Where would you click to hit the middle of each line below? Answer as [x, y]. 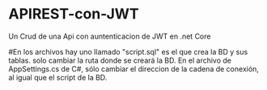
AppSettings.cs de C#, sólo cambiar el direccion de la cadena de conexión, [133, 68]
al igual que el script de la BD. [58, 77]
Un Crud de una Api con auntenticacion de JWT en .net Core [110, 36]
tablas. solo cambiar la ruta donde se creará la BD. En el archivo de [120, 60]
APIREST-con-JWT [74, 14]
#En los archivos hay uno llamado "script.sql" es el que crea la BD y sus [128, 51]
